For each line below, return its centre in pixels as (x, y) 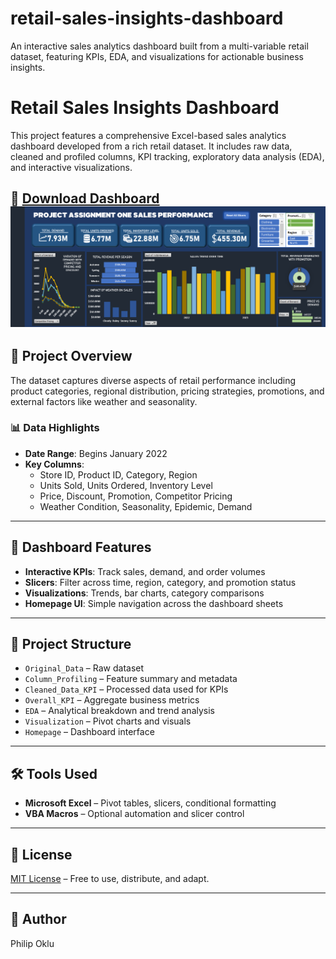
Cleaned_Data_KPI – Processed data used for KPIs (126, 689)
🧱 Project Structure (71, 644)
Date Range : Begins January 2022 (96, 453)
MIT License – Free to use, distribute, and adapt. (110, 879)
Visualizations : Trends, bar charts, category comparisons (144, 593)
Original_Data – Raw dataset (84, 668)
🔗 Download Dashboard (85, 198)
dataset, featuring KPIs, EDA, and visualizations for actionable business (157, 56)
